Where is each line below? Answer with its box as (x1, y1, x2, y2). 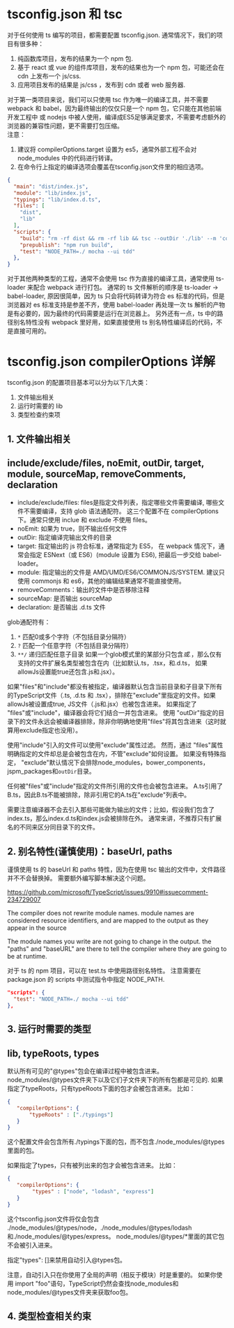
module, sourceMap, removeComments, (7, 468, 186, 480)
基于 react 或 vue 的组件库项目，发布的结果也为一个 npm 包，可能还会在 (17, 63, 225, 71)
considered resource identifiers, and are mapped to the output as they (7, 916, 209, 925)
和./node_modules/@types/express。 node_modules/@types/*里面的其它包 (7, 1232, 225, 1240)
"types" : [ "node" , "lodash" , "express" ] (32, 1188, 155, 1195)
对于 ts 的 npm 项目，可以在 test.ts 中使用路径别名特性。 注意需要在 (7, 966, 201, 975)
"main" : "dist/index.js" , (13, 183, 89, 190)
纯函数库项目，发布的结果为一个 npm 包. (17, 54, 134, 63)
